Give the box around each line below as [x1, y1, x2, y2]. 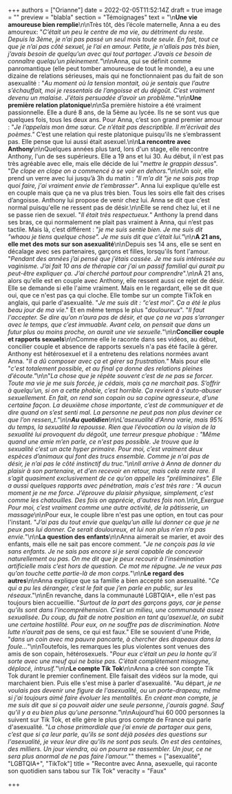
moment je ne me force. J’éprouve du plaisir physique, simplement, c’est [8, 489, 214, 497]
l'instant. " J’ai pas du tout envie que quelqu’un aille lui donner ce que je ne [8, 518, 220, 526]
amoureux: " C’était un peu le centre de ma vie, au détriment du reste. [8, 28, 205, 36]
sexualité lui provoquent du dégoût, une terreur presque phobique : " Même [8, 430, 221, 438]
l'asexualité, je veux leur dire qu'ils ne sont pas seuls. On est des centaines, [8, 738, 223, 746]
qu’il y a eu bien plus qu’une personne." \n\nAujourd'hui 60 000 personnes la [8, 709, 226, 716]
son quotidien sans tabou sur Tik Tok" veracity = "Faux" [8, 767, 167, 775]
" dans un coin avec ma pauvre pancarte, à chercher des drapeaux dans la [8, 635, 221, 643]
